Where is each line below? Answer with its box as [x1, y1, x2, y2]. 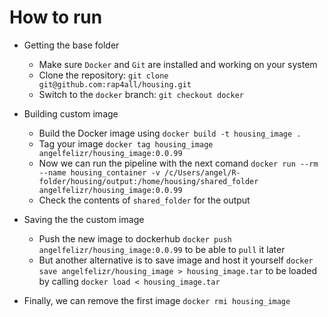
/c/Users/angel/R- [164, 167, 241, 178]
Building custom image [23, 107, 119, 120]
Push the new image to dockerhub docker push [38, 232, 232, 245]
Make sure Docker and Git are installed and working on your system [38, 58, 318, 70]
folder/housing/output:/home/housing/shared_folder [38, 176, 259, 186]
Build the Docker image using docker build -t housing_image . [38, 127, 302, 139]
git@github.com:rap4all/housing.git [38, 79, 192, 90]
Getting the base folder [23, 39, 120, 51]
